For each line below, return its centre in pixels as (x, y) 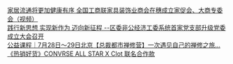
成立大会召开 (25, 36)
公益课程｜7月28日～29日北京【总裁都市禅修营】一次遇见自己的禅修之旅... (114, 45)
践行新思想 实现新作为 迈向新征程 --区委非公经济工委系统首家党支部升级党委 (116, 27)
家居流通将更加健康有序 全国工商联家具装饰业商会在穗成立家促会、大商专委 (115, 10)
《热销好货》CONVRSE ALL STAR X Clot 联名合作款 (81, 54)
